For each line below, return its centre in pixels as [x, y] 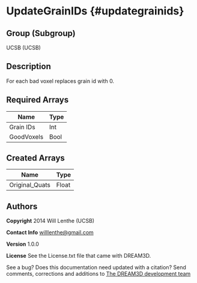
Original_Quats [30, 185]
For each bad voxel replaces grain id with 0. [60, 81]
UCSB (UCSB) [23, 47]
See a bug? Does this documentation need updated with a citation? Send [96, 267]
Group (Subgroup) [41, 33]
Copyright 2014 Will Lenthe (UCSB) [50, 221]
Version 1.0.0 [23, 244]
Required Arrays [38, 100]
